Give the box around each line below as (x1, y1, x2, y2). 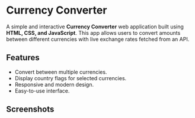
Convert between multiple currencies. (14, 68, 107, 76)
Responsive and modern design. (14, 81, 94, 88)
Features (6, 53, 40, 63)
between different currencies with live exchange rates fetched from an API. (6, 35, 190, 42)
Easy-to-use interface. (14, 87, 70, 94)
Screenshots (6, 104, 55, 114)
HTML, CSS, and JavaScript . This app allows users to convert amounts (6, 29, 181, 36)
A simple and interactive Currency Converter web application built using (6, 23, 184, 30)
